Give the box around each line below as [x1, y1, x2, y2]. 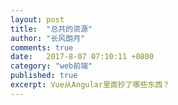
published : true [10, 71, 78, 81]
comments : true [10, 42, 74, 53]
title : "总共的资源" [10, 24, 93, 34]
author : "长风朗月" [10, 33, 86, 43]
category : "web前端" [10, 61, 93, 71]
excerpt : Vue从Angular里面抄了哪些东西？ [10, 80, 170, 90]
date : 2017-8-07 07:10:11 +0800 [10, 52, 155, 62]
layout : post [10, 14, 65, 25]
